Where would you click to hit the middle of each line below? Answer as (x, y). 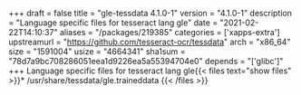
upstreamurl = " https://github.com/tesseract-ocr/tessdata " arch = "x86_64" (150, 42)
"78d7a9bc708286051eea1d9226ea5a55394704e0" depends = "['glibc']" (146, 61)
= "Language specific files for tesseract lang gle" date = (113, 23)
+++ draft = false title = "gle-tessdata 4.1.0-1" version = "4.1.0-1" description (150, 13)
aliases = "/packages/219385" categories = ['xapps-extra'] (170, 32)
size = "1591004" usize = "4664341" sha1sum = (97, 52)
